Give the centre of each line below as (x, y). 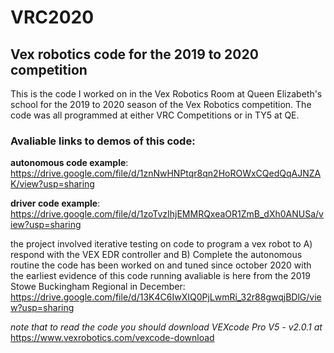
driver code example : (55, 203)
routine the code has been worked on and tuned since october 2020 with (161, 265)
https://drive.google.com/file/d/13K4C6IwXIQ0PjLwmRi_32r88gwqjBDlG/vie (166, 297)
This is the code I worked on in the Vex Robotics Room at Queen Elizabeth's (166, 94)
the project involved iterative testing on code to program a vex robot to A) (161, 244)
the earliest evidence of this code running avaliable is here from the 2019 (160, 276)
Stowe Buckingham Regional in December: (98, 287)
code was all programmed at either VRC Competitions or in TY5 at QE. (155, 115)
